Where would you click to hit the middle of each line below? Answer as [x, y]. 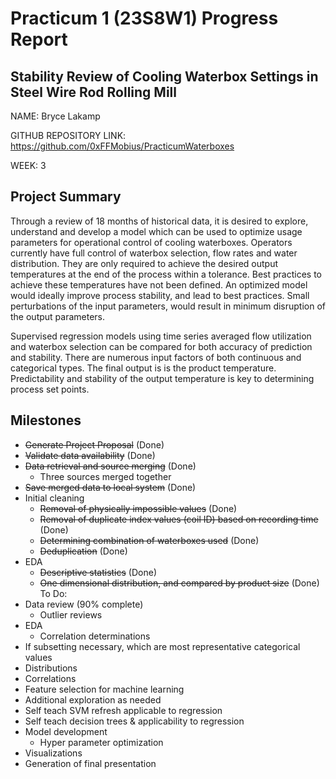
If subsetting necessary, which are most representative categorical [162, 646]
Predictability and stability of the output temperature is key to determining [162, 378]
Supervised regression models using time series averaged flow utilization [161, 336]
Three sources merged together [105, 476]
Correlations [50, 678]
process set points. [50, 389]
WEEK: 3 [28, 165]
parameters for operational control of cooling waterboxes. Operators [151, 242]
